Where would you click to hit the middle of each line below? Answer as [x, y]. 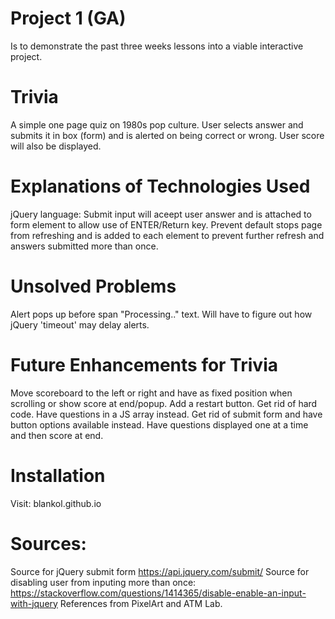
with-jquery [34, 603]
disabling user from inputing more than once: [103, 582]
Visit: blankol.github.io [56, 503]
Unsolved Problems [93, 286]
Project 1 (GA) [68, 18]
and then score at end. [57, 435]
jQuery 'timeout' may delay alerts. [80, 324]
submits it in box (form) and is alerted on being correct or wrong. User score [167, 135]
